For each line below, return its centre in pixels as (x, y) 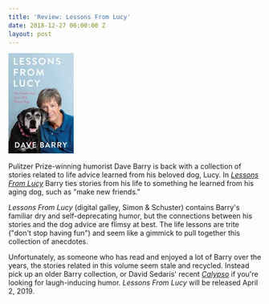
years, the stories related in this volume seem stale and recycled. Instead (129, 265)
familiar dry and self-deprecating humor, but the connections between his (130, 216)
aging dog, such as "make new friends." (74, 192)
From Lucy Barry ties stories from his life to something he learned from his (131, 184)
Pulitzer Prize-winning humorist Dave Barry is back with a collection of (125, 166)
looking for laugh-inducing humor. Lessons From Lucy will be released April (133, 283)
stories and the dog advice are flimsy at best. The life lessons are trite (124, 225)
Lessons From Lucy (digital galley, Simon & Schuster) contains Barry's (124, 208)
